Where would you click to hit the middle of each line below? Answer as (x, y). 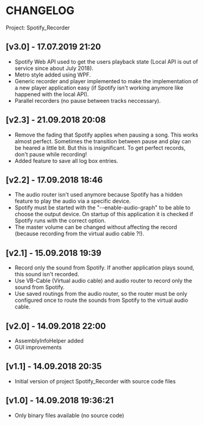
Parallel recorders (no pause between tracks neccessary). (88, 100)
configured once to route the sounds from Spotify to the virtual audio (101, 300)
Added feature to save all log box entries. (66, 160)
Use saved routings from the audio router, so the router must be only (101, 294)
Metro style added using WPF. (53, 75)
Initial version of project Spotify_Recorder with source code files (95, 381)
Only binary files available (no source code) (69, 415)
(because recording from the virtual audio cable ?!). (79, 234)
